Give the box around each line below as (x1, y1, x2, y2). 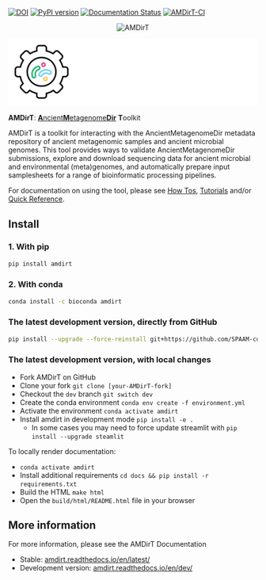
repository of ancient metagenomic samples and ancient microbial (8, 137, 224, 147)
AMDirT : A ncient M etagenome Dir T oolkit (8, 113, 141, 123)
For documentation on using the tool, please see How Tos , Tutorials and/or (8, 186, 252, 196)
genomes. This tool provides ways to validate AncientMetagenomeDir (8, 145, 235, 155)
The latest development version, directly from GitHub (8, 317, 218, 328)
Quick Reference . (8, 194, 65, 204)
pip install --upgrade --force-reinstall (8, 335, 147, 344)
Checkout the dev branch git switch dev (19, 389, 153, 399)
